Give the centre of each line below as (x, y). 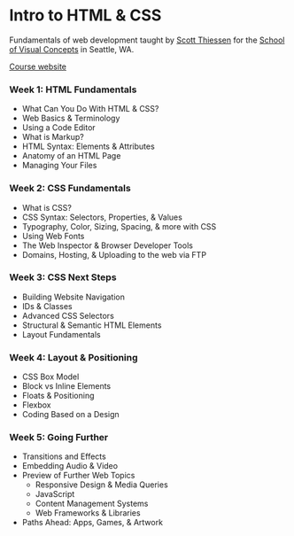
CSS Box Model (50, 377)
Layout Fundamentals (61, 334)
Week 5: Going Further (59, 438)
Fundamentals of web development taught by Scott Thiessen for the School (147, 40)
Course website (38, 66)
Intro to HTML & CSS (85, 16)
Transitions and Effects (64, 456)
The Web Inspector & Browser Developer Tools (107, 245)
